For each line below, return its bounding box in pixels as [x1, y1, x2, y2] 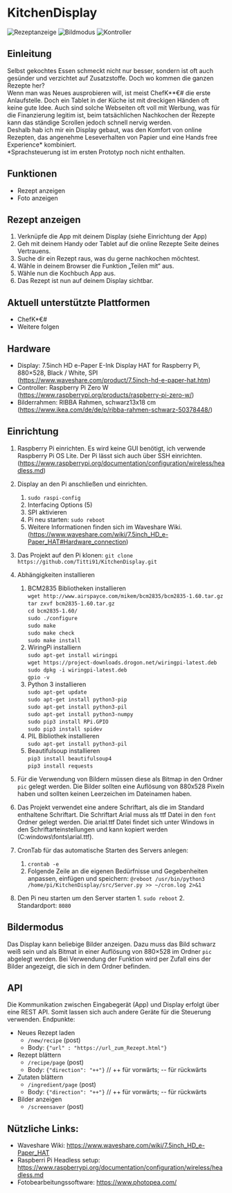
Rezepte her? [7, 81, 45, 90]
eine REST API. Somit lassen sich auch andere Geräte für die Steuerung [7, 1008, 211, 1016]
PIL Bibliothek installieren [27, 731, 100, 740]
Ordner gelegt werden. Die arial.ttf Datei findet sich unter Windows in [17, 818, 215, 826]
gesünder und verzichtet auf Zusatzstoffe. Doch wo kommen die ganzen [7, 74, 214, 82]
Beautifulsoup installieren [27, 746, 100, 755]
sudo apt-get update [27, 688, 87, 696]
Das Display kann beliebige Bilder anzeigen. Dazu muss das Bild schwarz [7, 940, 216, 948]
